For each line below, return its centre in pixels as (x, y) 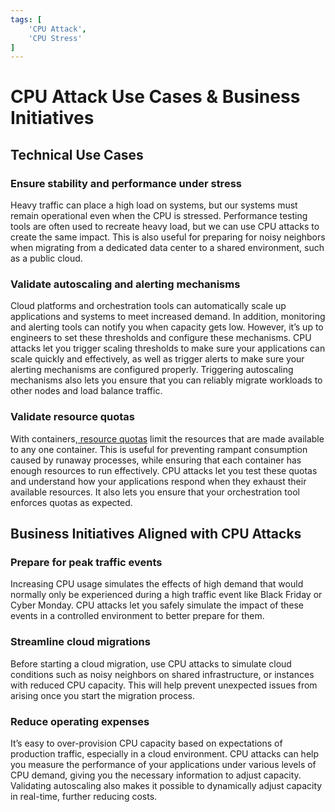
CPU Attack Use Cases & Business (155, 97)
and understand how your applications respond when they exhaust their (158, 481)
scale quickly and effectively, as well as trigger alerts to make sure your (157, 359)
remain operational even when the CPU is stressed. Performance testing (159, 216)
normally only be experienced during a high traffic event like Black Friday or (166, 595)
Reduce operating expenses (80, 721)
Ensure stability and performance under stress (126, 183)
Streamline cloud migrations (80, 642)
